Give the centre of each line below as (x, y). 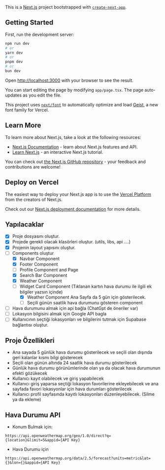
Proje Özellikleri (30, 340)
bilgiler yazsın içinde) (41, 292)
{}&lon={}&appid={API (27, 463)
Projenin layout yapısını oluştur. (44, 247)
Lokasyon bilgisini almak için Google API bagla (59, 314)
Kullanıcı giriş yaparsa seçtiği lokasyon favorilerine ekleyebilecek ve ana (85, 384)
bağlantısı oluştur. (30, 325)
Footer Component (39, 264)
